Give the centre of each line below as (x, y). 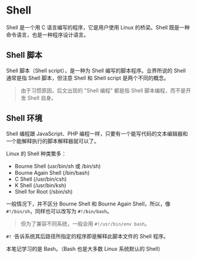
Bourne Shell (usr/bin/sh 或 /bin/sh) (58, 166)
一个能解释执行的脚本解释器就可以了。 (52, 141)
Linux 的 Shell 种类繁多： (36, 154)
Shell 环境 (24, 118)
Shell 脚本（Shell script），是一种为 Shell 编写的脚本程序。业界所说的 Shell (96, 70)
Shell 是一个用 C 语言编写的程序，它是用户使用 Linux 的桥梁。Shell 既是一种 (98, 27)
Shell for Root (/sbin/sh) (44, 191)
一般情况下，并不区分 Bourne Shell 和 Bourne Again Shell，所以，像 (88, 204)
